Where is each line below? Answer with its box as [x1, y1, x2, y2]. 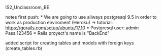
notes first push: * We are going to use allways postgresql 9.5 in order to [5, 14, 157, 20]
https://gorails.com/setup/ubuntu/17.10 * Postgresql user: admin [5, 25, 139, 31]
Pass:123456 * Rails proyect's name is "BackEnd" [5, 30, 110, 36]
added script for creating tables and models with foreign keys [5, 40, 134, 46]
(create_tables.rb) [5, 45, 43, 51]
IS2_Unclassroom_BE [5, 5, 50, 10]
